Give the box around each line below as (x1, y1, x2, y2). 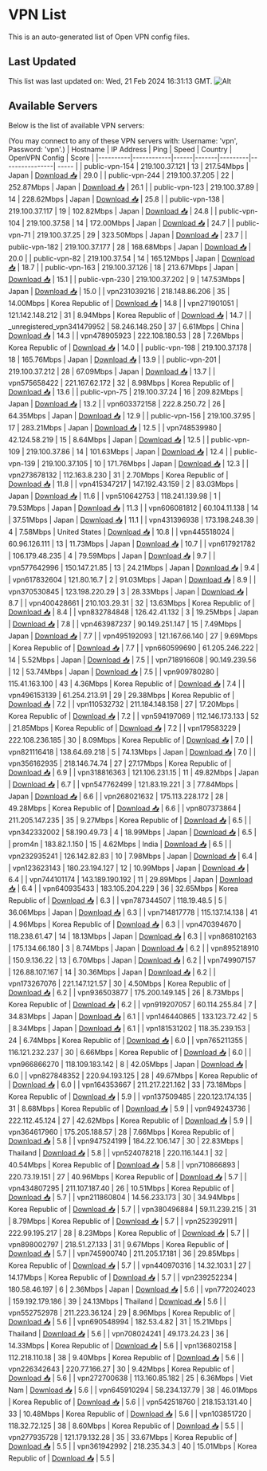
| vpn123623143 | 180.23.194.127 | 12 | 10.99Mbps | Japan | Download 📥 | (8, 863, 249, 873)
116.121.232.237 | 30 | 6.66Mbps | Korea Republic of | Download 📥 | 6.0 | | (8, 1047, 252, 1057)
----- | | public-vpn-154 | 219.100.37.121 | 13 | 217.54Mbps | (57, 161, 249, 171)
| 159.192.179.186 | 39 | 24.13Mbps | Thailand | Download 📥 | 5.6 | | (8, 1296, 227, 1306)
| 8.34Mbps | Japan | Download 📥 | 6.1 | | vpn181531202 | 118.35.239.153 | (8, 1023, 251, 1033)
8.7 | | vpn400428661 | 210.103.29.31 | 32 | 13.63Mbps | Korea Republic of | (8, 598, 255, 607)
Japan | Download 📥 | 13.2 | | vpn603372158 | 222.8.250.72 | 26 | (8, 398, 226, 408)
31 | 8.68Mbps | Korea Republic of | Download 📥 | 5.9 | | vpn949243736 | (8, 1104, 251, 1113)
